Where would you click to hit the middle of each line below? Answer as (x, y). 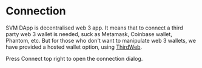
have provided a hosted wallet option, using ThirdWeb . (74, 47)
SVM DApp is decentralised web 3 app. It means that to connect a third (94, 28)
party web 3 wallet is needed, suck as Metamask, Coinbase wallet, (89, 34)
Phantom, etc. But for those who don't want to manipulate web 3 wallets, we (101, 40)
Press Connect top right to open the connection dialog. (74, 58)
